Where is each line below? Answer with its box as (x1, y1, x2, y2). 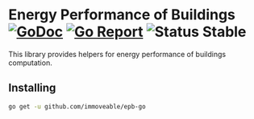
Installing (8, 81, 56, 95)
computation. (8, 58, 52, 68)
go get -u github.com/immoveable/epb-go (8, 102, 147, 110)
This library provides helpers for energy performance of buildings (8, 49, 227, 59)
